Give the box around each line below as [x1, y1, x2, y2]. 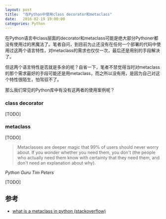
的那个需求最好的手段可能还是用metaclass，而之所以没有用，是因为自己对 [5, 70, 156, 77]
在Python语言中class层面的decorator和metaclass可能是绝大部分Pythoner [5, 35, 154, 41]
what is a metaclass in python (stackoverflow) [12, 208, 106, 214]
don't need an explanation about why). [17, 160, 96, 166]
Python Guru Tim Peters [5, 169, 54, 175]
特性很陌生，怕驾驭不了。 [9, 77, 62, 83]
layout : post [5, 7, 32, 12]
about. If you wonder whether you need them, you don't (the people [17, 149, 156, 155]
